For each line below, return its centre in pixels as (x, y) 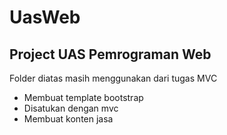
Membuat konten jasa (68, 119)
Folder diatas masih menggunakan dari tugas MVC (113, 78)
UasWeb (45, 17)
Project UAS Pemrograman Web (110, 54)
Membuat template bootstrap (83, 97)
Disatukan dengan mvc (71, 108)
